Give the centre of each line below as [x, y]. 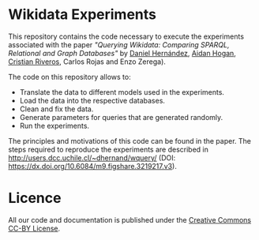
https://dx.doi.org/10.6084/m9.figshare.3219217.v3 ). [93, 166]
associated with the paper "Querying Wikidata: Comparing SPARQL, [119, 44]
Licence [35, 198]
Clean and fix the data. [56, 109]
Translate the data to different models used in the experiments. [122, 92]
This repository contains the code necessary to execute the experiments [126, 36]
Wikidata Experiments [82, 15]
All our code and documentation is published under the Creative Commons [129, 219]
